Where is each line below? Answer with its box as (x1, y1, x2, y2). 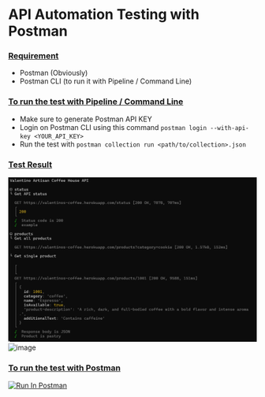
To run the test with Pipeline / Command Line (8, 96, 184, 107)
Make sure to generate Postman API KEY (19, 114, 152, 124)
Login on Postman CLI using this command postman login (19, 122, 207, 132)
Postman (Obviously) (19, 69, 88, 78)
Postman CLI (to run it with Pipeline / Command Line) (19, 76, 192, 86)
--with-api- (210, 124, 250, 132)
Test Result (8, 159, 53, 170)
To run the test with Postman (8, 362, 121, 373)
